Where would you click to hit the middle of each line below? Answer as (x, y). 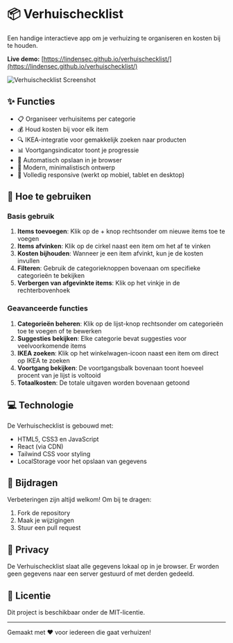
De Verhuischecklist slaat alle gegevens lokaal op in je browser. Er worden (113, 567)
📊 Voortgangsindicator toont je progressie (78, 150)
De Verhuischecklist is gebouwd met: (60, 426)
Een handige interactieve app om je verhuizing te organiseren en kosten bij (114, 38)
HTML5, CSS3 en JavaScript (58, 439)
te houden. (23, 45)
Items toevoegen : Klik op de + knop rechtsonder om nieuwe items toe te (121, 231)
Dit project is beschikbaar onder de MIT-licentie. (76, 612)
